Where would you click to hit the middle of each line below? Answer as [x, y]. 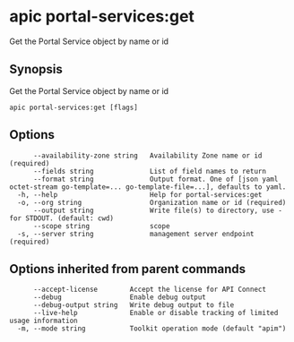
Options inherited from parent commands [128, 269]
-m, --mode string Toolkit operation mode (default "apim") [152, 329]
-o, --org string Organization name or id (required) [152, 202]
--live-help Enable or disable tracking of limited [156, 313]
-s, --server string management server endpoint [136, 234]
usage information [43, 321]
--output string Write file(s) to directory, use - [157, 210]
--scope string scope [101, 226]
